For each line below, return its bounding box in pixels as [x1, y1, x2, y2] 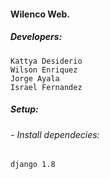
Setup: [10, 103, 39, 115]
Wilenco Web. [10, 8, 70, 20]
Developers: [10, 31, 63, 43]
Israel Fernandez [10, 82, 83, 92]
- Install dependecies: [10, 128, 100, 140]
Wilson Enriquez [10, 65, 78, 75]
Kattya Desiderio [10, 56, 83, 66]
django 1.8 [10, 160, 56, 170]
